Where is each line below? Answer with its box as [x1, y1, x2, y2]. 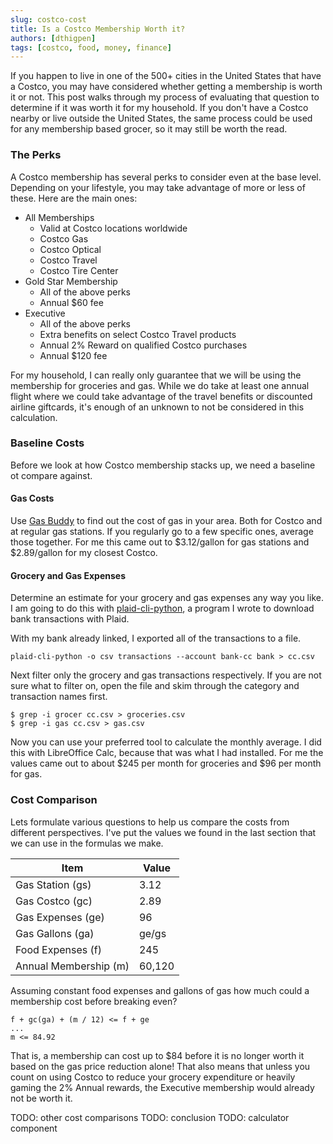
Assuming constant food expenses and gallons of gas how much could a [10, 984, 310, 996]
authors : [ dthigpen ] [10, 33, 97, 43]
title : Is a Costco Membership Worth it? [10, 24, 186, 34]
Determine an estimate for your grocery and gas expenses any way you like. [10, 592, 324, 604]
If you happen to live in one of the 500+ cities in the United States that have [10, 70, 322, 82]
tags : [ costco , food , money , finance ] [10, 42, 172, 53]
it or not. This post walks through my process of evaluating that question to [10, 91, 320, 103]
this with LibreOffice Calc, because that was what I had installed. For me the [10, 747, 324, 759]
